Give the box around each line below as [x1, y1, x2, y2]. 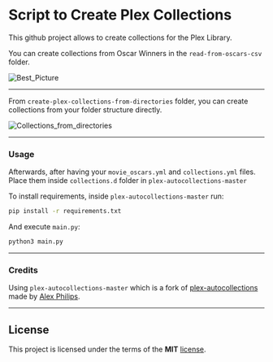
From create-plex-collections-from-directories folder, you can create [8, 96, 249, 106]
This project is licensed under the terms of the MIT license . [8, 344, 206, 355]
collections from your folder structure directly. [8, 104, 162, 115]
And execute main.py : [8, 222, 80, 232]
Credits [8, 264, 38, 276]
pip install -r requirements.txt [8, 207, 122, 216]
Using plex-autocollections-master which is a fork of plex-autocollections [8, 283, 258, 293]
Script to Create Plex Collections [8, 6, 232, 24]
